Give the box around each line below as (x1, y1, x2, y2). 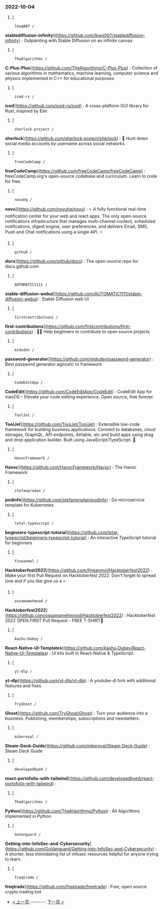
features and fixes (5, 683, 41, 689)
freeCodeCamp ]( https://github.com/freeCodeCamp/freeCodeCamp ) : (5, 168, 145, 174)
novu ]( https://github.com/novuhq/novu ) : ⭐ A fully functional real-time (5, 206, 146, 212)
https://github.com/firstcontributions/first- (46, 323, 131, 330)
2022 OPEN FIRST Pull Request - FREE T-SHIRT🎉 (5, 618, 104, 624)
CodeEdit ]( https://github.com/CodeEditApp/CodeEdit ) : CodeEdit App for (5, 389, 152, 395)
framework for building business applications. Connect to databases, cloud (5, 427, 156, 433)
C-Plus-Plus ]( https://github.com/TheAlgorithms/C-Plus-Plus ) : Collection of (5, 65, 158, 71)
